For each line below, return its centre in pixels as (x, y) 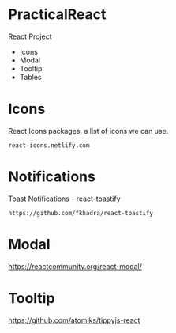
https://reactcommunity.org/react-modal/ (75, 266)
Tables (30, 77)
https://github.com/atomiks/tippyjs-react (74, 320)
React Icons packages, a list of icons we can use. (88, 131)
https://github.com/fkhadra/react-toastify (81, 213)
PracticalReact (57, 15)
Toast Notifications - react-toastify (64, 199)
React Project (30, 36)
